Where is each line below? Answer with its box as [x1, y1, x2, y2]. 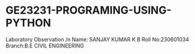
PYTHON [5, 16, 51, 30]
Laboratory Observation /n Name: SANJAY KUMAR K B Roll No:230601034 [5, 36, 189, 43]
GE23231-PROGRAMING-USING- [5, 4, 172, 17]
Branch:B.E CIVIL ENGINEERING [5, 42, 84, 49]
